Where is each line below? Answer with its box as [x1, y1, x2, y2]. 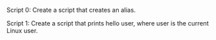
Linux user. [6, 27, 38, 34]
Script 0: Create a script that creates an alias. [6, 6, 136, 14]
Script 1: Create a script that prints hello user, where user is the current [6, 19, 209, 27]
